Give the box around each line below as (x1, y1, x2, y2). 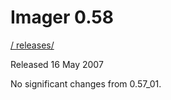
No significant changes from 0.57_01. (10, 77, 162, 90)
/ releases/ (10, 39, 55, 51)
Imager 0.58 (10, 6, 114, 29)
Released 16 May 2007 (10, 58, 104, 70)
